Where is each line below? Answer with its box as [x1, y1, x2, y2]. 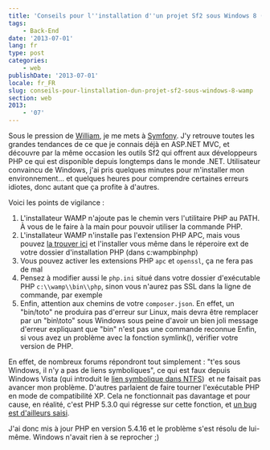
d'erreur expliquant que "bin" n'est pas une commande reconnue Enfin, [19, 325, 257, 333]
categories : [8, 57, 48, 65]
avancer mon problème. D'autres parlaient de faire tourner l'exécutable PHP [8, 382, 260, 392]
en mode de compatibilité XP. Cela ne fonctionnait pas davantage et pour [8, 391, 251, 400]
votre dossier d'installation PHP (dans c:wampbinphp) [19, 247, 198, 257]
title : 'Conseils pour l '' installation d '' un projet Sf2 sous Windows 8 [8, 11, 257, 20]
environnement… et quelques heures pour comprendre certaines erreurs [8, 174, 249, 183]
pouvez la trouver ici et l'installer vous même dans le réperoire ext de [19, 239, 249, 248]
